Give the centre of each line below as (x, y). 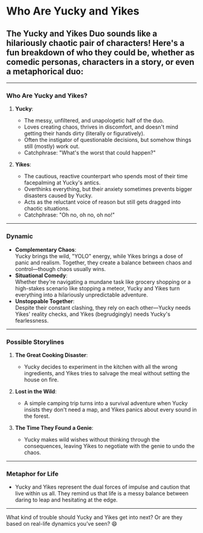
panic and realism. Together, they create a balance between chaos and (103, 263)
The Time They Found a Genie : (54, 427)
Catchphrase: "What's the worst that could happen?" (90, 153)
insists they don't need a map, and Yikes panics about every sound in (110, 409)
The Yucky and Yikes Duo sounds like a (82, 34)
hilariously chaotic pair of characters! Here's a (95, 43)
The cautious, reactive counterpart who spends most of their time (106, 176)
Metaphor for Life (32, 474)
